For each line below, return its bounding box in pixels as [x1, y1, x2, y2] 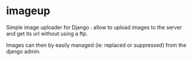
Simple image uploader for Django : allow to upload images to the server [6, 24, 182, 31]
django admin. [6, 47, 41, 54]
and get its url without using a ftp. [6, 30, 88, 37]
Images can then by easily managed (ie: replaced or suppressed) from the [6, 41, 187, 49]
